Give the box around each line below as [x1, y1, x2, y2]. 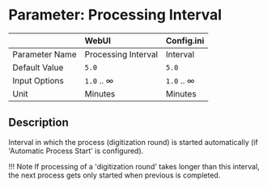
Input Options [12, 75, 65, 86]
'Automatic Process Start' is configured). [8, 146, 144, 156]
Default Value [12, 62, 64, 73]
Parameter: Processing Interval [8, 6, 222, 24]
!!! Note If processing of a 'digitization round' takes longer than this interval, [8, 161, 261, 171]
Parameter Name [12, 49, 77, 60]
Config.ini [165, 35, 205, 46]
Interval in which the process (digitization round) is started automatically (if [8, 137, 259, 147]
